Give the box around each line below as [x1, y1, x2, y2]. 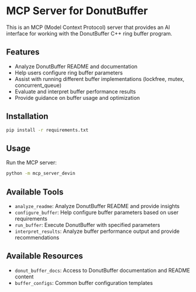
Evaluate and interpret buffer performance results [14, 87, 136, 95]
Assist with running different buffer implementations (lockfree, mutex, [14, 75, 185, 82]
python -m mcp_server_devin [6, 170, 76, 177]
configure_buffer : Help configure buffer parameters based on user [14, 209, 179, 216]
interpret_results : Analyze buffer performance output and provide [14, 228, 180, 235]
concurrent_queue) [14, 82, 62, 89]
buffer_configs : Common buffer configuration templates [14, 279, 153, 286]
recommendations [14, 233, 59, 241]
